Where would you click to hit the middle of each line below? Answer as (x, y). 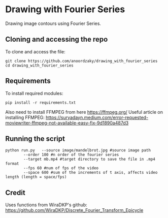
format (12, 164)
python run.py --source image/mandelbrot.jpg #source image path (78, 150)
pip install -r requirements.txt (41, 103)
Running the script (35, 138)
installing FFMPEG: (25, 117)
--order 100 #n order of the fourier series (71, 155)
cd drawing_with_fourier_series (39, 65)
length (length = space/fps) (36, 177)
